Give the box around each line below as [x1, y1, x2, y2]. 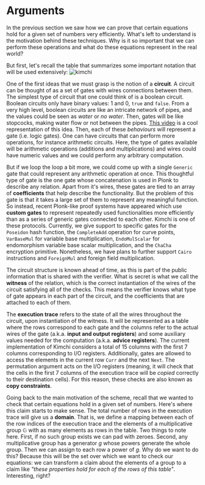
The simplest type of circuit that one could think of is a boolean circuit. [6, 93, 184, 100]
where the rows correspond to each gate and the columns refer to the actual [6, 324, 198, 331]
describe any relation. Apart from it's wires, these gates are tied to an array [6, 183, 195, 190]
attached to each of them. [6, 298, 71, 306]
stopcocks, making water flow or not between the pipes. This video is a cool [6, 119, 198, 126]
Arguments [6, 4, 65, 18]
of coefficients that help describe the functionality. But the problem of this [6, 189, 194, 196]
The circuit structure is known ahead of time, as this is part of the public [6, 266, 187, 273]
